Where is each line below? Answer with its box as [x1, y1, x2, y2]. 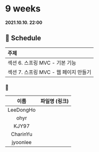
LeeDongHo [7, 107, 36, 114]
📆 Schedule [5, 34, 41, 42]
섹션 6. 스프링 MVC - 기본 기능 [7, 59, 76, 66]
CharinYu [10, 131, 32, 138]
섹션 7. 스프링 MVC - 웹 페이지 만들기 [7, 68, 92, 75]
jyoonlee [11, 139, 32, 146]
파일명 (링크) [40, 98, 69, 105]
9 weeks [5, 3, 41, 14]
